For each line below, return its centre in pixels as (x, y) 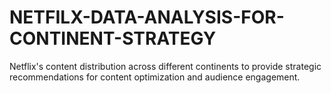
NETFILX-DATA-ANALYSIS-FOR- (147, 17)
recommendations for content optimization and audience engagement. (155, 77)
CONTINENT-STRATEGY (113, 38)
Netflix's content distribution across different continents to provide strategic (165, 66)
